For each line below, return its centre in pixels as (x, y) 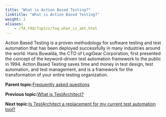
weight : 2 (16, 19)
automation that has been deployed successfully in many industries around (83, 48)
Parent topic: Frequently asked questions (47, 85)
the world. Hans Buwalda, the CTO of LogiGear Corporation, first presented (83, 54)
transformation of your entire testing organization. (57, 75)
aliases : (14, 24)
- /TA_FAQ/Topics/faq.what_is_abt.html (56, 29)
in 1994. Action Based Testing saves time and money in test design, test (79, 64)
